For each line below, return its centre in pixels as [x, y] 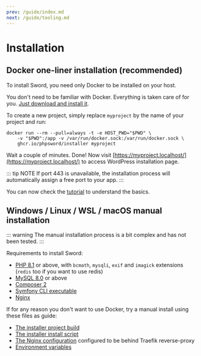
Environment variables [43, 347]
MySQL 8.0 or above [41, 278]
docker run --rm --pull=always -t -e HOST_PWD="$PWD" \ [79, 133]
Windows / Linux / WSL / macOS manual [84, 210]
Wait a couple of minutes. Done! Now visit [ [60, 155]
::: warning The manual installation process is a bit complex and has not [96, 235]
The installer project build [47, 328]
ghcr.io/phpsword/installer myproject [67, 143]
